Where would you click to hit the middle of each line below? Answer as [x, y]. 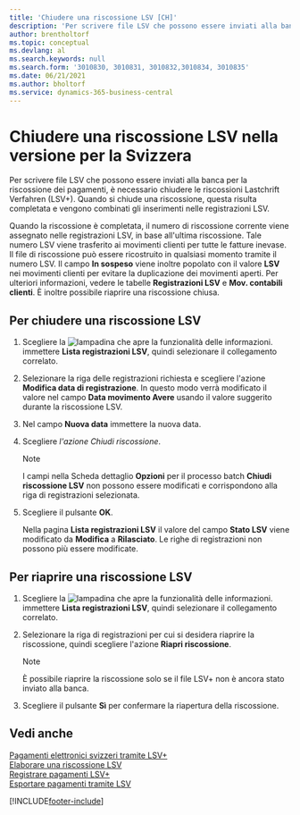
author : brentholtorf [50, 34]
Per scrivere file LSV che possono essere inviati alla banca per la [129, 181]
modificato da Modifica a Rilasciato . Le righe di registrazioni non [142, 539]
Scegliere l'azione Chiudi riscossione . [92, 441]
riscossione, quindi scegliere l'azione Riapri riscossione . [127, 644]
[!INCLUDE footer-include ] [57, 801]
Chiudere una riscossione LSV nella [144, 136]
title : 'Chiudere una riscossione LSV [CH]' [93, 17]
